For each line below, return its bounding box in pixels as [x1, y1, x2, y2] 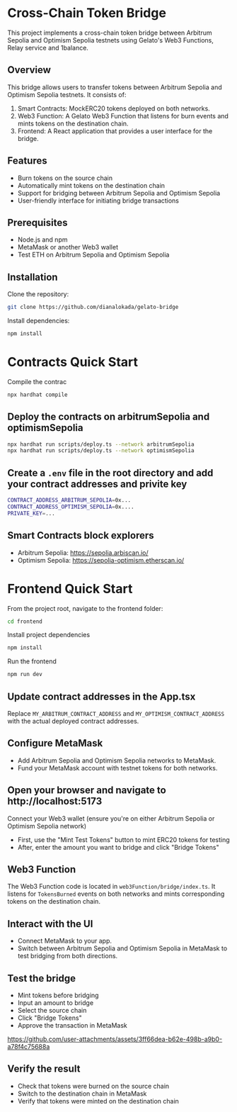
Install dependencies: [7, 317, 70, 325]
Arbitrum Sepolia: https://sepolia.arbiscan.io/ [17, 548, 149, 557]
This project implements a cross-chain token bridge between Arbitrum [7, 28, 212, 37]
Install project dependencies [7, 631, 91, 639]
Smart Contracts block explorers [7, 529, 154, 541]
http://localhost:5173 [7, 795, 103, 807]
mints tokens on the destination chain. [17, 119, 129, 128]
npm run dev [7, 671, 42, 678]
